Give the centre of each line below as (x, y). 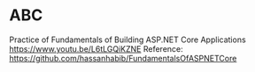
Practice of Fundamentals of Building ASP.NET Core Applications (127, 40)
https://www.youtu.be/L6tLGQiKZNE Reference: (96, 48)
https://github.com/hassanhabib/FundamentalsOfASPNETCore (123, 58)
